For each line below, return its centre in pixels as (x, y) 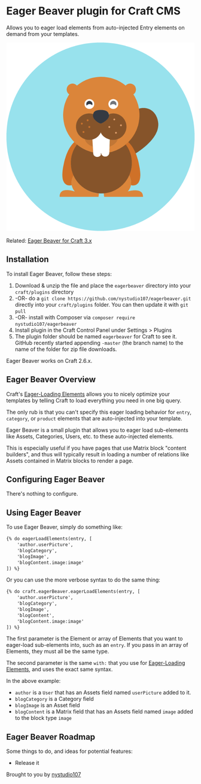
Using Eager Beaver (44, 512)
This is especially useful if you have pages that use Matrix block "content (96, 448)
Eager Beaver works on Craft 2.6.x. (49, 361)
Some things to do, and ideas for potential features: (69, 751)
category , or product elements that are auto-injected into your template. (94, 418)
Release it (27, 763)
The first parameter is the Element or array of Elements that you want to (95, 638)
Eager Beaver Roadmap (51, 737)
